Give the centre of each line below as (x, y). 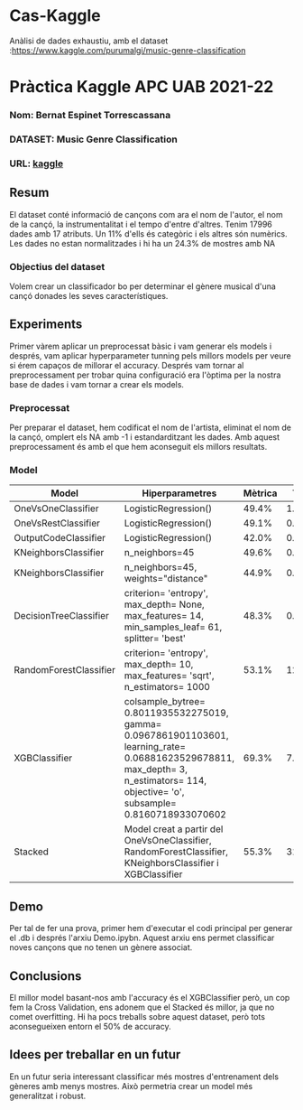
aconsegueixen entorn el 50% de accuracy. (90, 1027)
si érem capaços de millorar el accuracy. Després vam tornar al (127, 365)
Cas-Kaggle (55, 16)
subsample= (151, 803)
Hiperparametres (179, 493)
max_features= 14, (164, 616)
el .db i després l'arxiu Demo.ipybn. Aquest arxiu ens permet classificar (142, 938)
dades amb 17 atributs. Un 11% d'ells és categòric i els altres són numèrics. (148, 233)
